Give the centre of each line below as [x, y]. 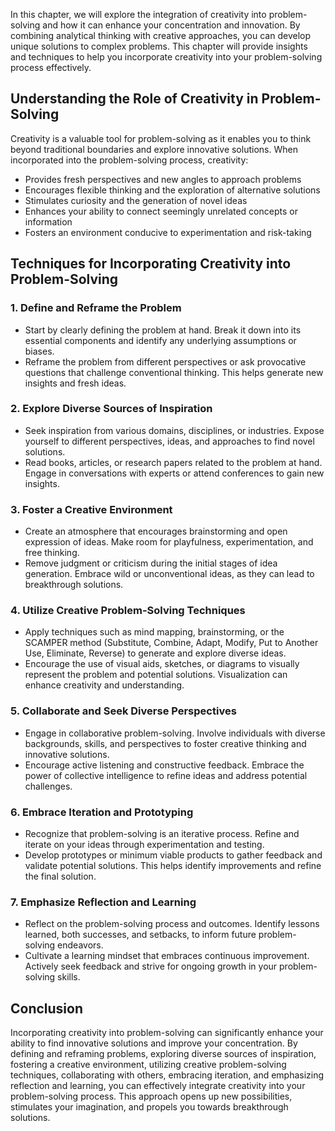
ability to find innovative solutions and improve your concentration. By [154, 1043]
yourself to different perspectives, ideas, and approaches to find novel [169, 441]
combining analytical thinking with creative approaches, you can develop [161, 35]
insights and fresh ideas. [75, 383]
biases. [39, 351]
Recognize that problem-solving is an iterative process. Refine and [162, 833]
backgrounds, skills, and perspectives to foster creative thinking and [165, 743]
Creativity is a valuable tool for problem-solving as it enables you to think [161, 138]
